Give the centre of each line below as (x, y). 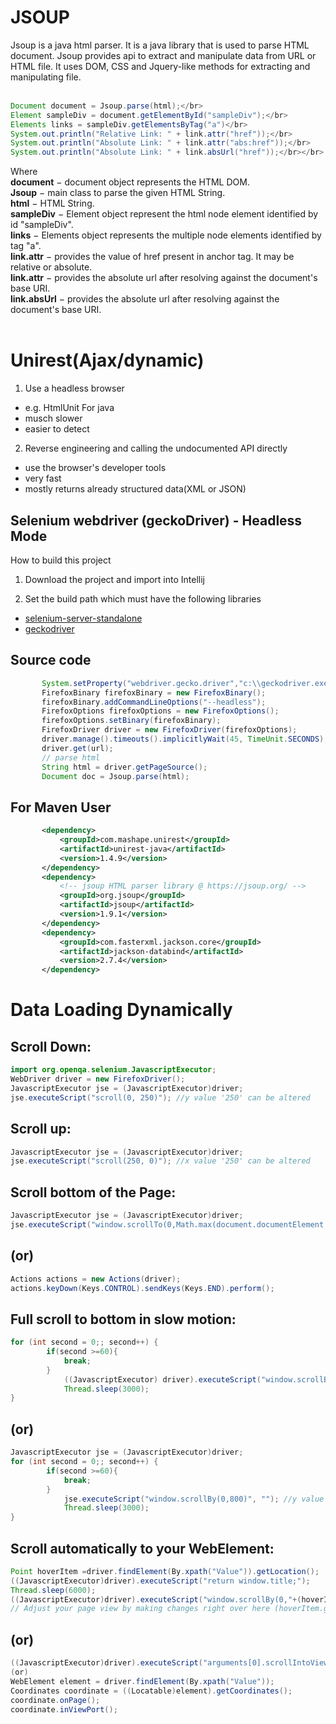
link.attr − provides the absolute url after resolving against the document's (164, 278)
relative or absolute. (51, 267)
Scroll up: (41, 1129)
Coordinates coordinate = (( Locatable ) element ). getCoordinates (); (151, 1691)
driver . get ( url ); (77, 748)
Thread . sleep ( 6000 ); (53, 1590)
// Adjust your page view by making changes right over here (140, 1609)
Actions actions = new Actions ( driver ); (96, 1279)
